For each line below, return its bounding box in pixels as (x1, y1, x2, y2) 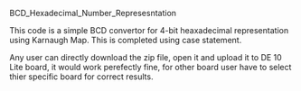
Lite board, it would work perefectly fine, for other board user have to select (9, 62, 292, 72)
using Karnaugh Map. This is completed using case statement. (9, 35, 242, 45)
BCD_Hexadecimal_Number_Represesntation (9, 8, 177, 18)
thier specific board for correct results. (9, 71, 154, 82)
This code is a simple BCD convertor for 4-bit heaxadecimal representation (9, 25, 289, 35)
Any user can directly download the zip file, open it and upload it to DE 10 (9, 52, 282, 62)
